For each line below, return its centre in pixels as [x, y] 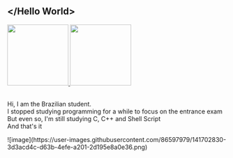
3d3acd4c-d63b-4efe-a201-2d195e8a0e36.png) [77, 147]
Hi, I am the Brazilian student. [50, 104]
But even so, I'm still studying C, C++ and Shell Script [84, 118]
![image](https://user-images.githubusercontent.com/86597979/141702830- [117, 139]
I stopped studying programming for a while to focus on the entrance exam [115, 111]
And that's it [25, 126]
